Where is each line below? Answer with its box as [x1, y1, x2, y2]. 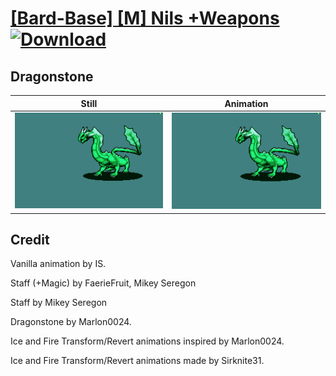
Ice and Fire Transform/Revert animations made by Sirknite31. [10, 355, 265, 367]
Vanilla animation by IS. [10, 258, 107, 270]
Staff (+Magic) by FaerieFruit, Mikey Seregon [10, 277, 197, 289]
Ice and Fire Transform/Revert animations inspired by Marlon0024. [10, 335, 285, 347]
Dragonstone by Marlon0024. [10, 316, 132, 328]
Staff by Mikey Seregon [10, 297, 108, 309]
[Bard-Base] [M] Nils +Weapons [10, 7, 280, 30]
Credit [10, 231, 50, 248]
